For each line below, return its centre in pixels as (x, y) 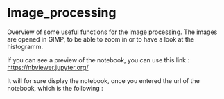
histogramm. (25, 46)
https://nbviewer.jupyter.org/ (48, 67)
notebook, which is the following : (55, 88)
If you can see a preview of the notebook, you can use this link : (98, 60)
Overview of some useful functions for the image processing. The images (112, 32)
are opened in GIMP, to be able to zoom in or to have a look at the (101, 39)
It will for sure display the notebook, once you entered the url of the (103, 80)
